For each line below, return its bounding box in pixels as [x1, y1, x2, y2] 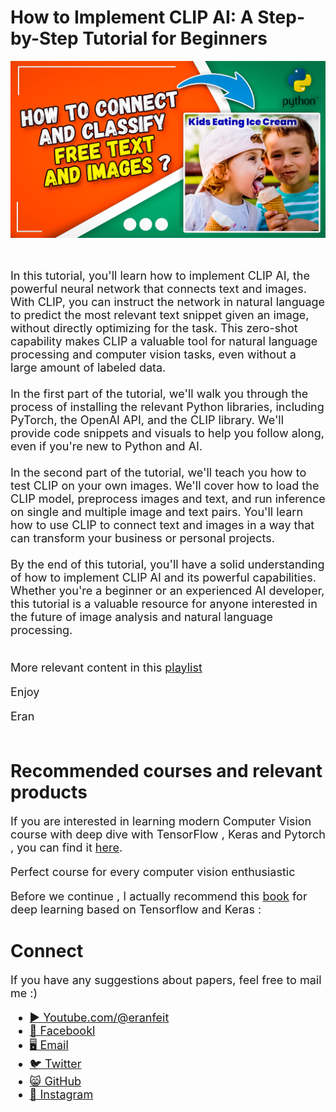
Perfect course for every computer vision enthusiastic [10, 864, 296, 879]
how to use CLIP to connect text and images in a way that [10, 517, 315, 532]
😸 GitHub [29, 1074, 82, 1088]
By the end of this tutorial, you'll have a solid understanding [10, 557, 325, 571]
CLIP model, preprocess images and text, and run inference [10, 491, 326, 506]
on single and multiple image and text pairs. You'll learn [10, 504, 304, 519]
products [10, 781, 88, 804]
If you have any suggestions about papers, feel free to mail [10, 972, 322, 987]
